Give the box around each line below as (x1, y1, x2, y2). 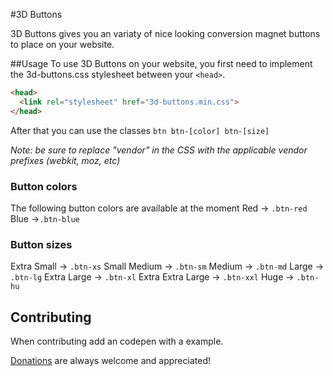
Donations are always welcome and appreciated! (10, 355, 211, 367)
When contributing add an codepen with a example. (10, 335, 224, 348)
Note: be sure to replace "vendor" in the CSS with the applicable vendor (10, 144, 308, 156)
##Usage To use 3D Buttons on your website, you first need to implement (10, 58, 313, 69)
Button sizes (10, 237, 73, 251)
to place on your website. (10, 39, 115, 50)
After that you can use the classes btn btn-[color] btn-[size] (10, 124, 270, 136)
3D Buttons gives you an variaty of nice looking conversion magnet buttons (10, 28, 321, 39)
